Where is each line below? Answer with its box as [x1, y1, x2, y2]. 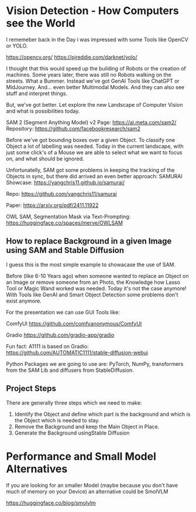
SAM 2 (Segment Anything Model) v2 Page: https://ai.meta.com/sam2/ [6, 118, 177, 126]
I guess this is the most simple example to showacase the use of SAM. [6, 261, 176, 268]
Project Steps [6, 384, 57, 394]
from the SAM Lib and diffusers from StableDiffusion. [6, 367, 135, 374]
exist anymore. [6, 297, 42, 304]
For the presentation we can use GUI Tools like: [6, 308, 120, 316]
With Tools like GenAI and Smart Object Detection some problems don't [6, 291, 178, 298]
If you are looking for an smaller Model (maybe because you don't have [6, 482, 178, 489]
